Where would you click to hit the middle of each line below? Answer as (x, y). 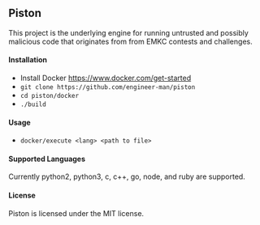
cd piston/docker (50, 96)
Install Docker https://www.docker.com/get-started (106, 78)
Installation (28, 60)
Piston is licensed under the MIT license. (76, 213)
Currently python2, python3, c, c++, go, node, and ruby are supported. (127, 176)
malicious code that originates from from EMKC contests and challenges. (131, 41)
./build (33, 104)
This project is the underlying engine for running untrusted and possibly (129, 32)
